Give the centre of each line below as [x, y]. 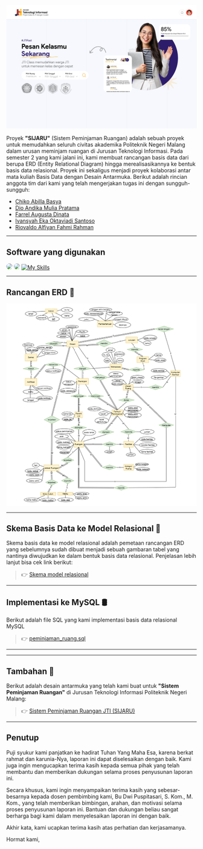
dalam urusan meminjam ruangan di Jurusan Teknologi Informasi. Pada [95, 151]
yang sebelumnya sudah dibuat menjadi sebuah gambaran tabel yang [93, 549]
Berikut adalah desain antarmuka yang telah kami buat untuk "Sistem [93, 686]
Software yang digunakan [56, 252]
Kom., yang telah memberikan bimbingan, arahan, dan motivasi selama [94, 803]
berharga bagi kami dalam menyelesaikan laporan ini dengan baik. [89, 816]
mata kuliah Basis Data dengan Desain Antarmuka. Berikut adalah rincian [97, 177]
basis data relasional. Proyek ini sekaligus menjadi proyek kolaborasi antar [98, 170]
